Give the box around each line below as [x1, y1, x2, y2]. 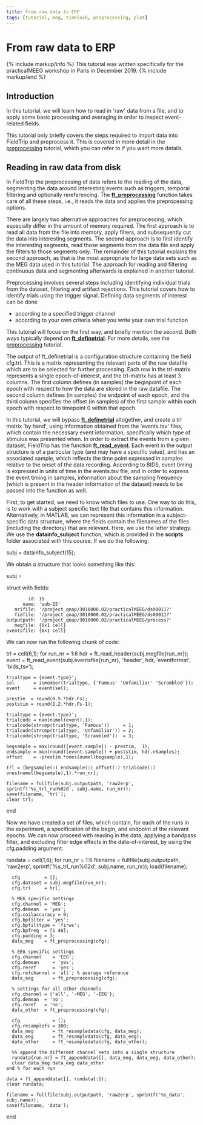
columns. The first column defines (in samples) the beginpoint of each [6, 379, 182, 386]
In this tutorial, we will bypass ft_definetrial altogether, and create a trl [6, 416, 182, 423]
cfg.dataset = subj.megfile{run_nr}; [12, 880, 107, 886]
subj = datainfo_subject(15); [6, 549, 76, 556]
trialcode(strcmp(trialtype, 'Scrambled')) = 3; [6, 733, 135, 739]
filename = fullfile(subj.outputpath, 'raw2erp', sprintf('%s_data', [6, 1092, 186, 1098]
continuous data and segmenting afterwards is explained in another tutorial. [6, 267, 195, 274]
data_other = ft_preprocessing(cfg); [12, 1007, 110, 1014]
